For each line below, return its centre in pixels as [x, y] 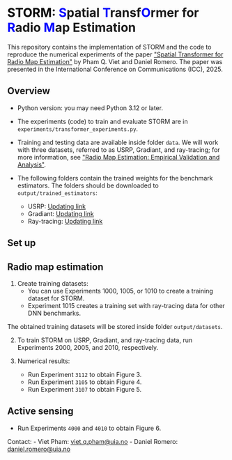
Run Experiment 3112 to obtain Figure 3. [85, 374]
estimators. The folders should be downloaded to [88, 185]
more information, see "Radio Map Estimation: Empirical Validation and [118, 157]
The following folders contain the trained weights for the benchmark [115, 178]
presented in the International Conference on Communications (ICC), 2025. [115, 69]
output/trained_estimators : [57, 192]
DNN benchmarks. [54, 313]
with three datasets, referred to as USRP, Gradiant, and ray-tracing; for [119, 149]
